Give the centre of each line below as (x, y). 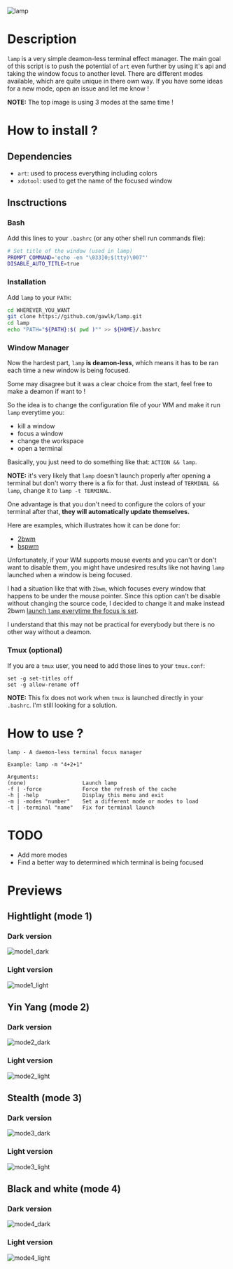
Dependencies (40, 156)
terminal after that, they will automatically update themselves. (99, 512)
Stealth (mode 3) (45, 1098)
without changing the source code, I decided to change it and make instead (116, 603)
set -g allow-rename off (43, 685)
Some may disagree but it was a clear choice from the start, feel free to (110, 384)
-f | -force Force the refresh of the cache (92, 789)
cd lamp (19, 323)
